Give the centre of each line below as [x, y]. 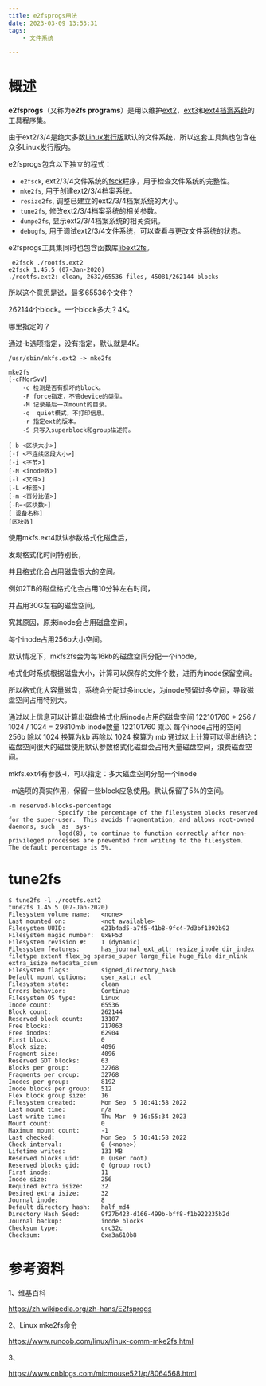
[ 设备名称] [26, 514]
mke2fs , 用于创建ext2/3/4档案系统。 [78, 191]
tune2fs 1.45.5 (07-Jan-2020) [59, 908]
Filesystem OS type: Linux [64, 998]
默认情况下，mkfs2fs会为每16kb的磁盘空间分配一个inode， [105, 656]
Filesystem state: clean [64, 984]
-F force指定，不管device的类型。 [74, 397]
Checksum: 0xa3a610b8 [72, 1235]
